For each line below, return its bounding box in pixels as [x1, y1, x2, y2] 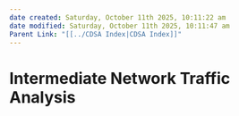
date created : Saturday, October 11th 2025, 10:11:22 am [9, 12, 226, 22]
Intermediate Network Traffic [9, 68, 231, 88]
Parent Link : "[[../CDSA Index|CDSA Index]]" [9, 29, 182, 38]
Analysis [9, 87, 76, 107]
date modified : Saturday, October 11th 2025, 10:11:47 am [9, 21, 230, 30]
